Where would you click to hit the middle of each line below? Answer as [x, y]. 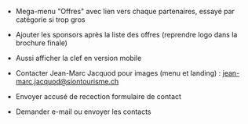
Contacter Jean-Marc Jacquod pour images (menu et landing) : [118, 73]
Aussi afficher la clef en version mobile [78, 58]
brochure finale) [42, 43]
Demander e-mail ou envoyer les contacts [83, 112]
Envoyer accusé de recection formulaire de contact [98, 96]
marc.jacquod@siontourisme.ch [67, 81]
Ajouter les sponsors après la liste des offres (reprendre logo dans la [126, 35]
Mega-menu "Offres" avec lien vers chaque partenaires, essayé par [125, 11]
